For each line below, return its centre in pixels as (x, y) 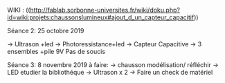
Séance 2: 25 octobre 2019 (46, 31)
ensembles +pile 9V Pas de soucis (56, 52)
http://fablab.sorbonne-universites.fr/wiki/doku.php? (105, 10)
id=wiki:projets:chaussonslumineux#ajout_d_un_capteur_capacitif (101, 17)
